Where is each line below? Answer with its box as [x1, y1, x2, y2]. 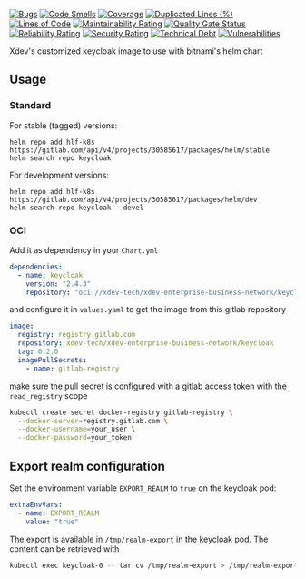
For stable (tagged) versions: [9, 119, 118, 131]
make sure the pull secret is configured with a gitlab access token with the [9, 381, 288, 391]
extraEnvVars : [9, 501, 64, 510]
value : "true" [25, 517, 79, 526]
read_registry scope [9, 390, 88, 401]
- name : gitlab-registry [25, 364, 120, 373]
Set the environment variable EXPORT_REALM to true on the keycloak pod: [9, 482, 277, 493]
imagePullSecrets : [17, 355, 88, 364]
